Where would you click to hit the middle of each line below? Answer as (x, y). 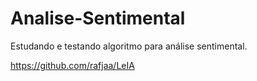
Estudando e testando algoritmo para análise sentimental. (129, 46)
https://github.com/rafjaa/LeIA (72, 65)
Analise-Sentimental (98, 18)
